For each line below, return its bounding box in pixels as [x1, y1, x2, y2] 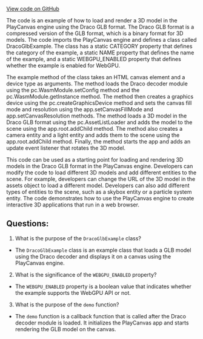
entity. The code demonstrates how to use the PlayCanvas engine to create [6, 195, 195, 202]
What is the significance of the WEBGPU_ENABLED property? [15, 271, 157, 278]
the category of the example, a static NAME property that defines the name [6, 49, 195, 56]
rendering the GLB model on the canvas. [15, 325, 116, 332]
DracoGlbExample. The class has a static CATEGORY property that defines [6, 42, 193, 50]
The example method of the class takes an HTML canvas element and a [6, 74, 185, 81]
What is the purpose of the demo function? [15, 301, 119, 308]
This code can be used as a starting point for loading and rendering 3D [6, 156, 184, 163]
